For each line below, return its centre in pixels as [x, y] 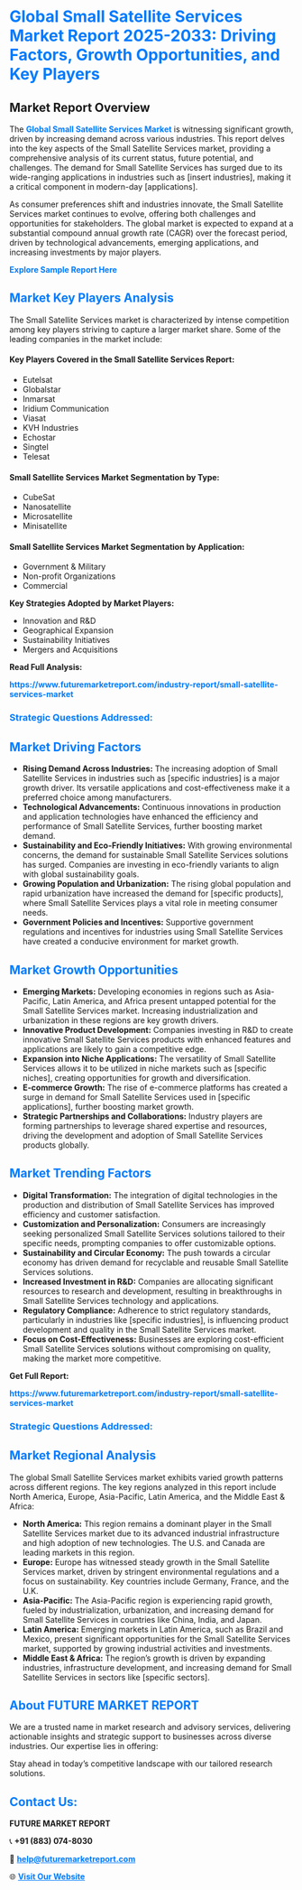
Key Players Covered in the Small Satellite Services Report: [122, 359]
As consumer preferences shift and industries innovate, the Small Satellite [146, 204]
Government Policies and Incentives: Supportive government [138, 922]
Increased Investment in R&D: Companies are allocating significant [148, 1281]
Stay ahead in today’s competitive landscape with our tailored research [141, 1764]
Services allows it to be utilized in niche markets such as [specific [145, 1068]
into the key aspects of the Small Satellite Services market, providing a [140, 148]
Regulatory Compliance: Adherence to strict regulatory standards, [146, 1310]
